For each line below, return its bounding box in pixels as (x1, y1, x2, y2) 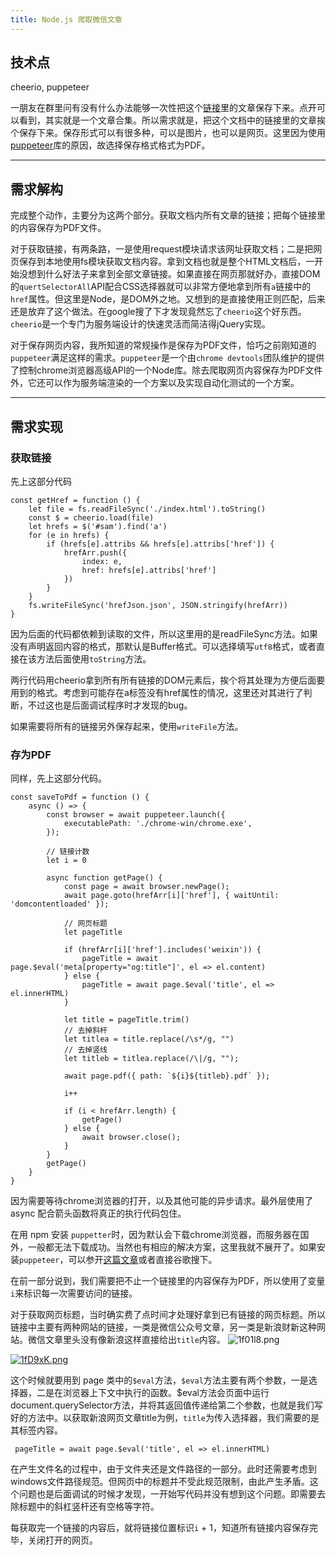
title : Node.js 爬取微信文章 (10, 14, 123, 25)
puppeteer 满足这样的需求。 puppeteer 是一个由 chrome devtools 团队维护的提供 (10, 352, 325, 364)
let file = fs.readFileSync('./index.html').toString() (28, 504, 267, 514)
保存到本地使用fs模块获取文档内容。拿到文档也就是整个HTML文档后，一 (18, 256, 315, 268)
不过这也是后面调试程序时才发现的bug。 (27, 699, 193, 711)
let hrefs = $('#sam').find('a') (28, 521, 168, 531)
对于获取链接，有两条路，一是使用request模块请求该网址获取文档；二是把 (10, 243, 314, 255)
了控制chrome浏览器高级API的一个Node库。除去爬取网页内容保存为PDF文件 (10, 364, 323, 376)
